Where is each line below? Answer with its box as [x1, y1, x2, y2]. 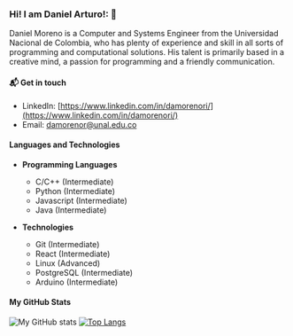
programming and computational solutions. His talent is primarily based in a [9, 47, 285, 58]
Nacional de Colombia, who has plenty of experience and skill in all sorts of [9, 37, 284, 48]
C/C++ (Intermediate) [35, 176, 114, 187]
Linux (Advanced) [35, 257, 101, 269]
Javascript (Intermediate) [35, 195, 128, 206]
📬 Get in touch [9, 77, 66, 88]
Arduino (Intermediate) [35, 277, 119, 287]
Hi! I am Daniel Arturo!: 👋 [9, 8, 118, 20]
